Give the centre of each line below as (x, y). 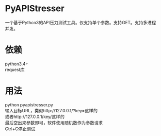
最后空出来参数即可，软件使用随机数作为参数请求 (54, 122)
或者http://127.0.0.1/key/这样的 (35, 117)
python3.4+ (17, 64)
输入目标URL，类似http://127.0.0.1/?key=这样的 (51, 110)
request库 (15, 69)
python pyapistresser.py (29, 104)
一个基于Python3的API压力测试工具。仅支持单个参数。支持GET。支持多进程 (80, 22)
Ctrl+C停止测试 (20, 129)
